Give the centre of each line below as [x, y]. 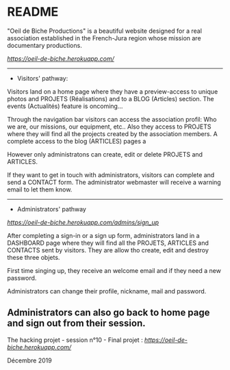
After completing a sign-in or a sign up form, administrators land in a [103, 235]
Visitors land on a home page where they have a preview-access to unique [113, 91]
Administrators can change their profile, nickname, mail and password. [107, 291]
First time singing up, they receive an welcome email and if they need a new [114, 270]
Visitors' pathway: [42, 78]
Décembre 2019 [30, 360]
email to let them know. [40, 189]
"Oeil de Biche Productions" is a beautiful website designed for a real [104, 31]
